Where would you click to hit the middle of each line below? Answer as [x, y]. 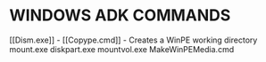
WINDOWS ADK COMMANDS [120, 15]
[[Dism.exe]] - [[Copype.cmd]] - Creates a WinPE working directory [133, 40]
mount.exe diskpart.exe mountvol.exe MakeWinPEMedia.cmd [122, 49]
